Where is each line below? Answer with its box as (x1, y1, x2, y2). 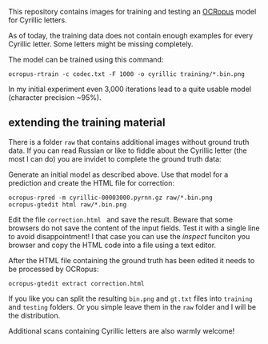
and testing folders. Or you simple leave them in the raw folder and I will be (8, 302, 257, 311)
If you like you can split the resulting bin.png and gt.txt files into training (8, 294, 253, 303)
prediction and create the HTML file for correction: (8, 178, 174, 187)
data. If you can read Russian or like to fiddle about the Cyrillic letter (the (8, 146, 247, 155)
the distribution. (8, 310, 61, 320)
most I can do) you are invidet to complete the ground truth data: (8, 154, 222, 163)
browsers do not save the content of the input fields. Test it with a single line (8, 223, 260, 233)
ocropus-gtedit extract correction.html (8, 279, 146, 287)
